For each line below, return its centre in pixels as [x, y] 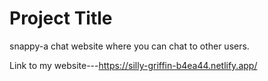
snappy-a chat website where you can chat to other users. [129, 46]
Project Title [61, 18]
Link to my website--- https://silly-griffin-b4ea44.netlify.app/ [133, 65]
